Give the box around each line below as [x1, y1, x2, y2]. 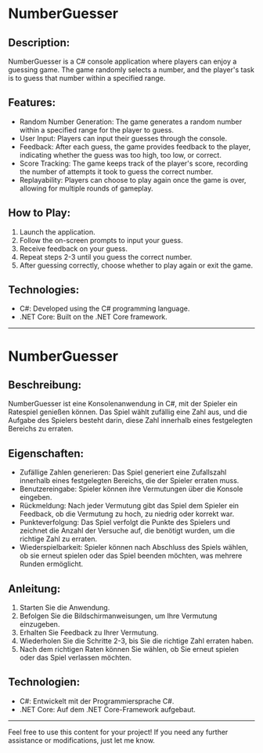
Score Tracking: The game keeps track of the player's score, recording [19, 158, 248, 168]
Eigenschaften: [8, 446, 85, 460]
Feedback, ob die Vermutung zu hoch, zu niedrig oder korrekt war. [19, 509, 235, 518]
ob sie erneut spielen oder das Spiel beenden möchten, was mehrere [19, 551, 243, 561]
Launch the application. [19, 227, 95, 236]
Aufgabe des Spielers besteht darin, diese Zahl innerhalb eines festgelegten [8, 416, 253, 425]
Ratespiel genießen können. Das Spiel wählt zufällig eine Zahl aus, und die [8, 407, 248, 417]
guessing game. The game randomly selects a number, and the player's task [8, 65, 254, 75]
